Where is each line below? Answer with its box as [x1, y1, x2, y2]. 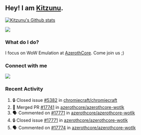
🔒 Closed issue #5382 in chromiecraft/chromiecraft [12, 97, 118, 103]
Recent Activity [5, 86, 44, 92]
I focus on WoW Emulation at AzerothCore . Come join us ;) [5, 50, 125, 56]
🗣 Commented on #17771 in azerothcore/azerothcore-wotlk [12, 110, 135, 116]
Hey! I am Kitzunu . [5, 4, 64, 12]
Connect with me [5, 62, 47, 69]
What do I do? [5, 39, 39, 45]
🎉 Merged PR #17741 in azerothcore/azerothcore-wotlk [12, 104, 125, 110]
